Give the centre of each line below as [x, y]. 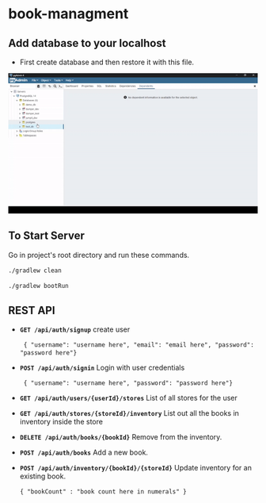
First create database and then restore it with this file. [107, 62]
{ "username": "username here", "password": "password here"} [128, 383]
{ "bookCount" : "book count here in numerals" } [103, 492]
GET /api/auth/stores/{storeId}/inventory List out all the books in [129, 413]
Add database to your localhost [87, 43]
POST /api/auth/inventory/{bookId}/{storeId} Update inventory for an [135, 468]
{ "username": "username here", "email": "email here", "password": [139, 345]
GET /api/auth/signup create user [75, 329]
